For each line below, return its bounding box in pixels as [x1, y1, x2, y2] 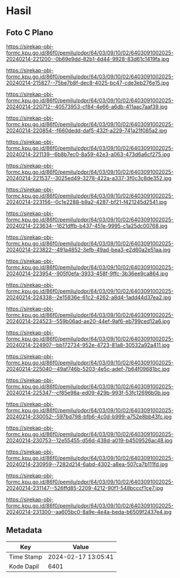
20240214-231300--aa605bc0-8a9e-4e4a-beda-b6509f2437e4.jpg [6, 509, 172, 515]
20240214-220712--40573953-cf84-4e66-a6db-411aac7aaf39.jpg [6, 103, 168, 110]
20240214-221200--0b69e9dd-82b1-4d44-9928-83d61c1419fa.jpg [6, 56, 169, 62]
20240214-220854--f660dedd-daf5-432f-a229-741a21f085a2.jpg [6, 127, 167, 134]
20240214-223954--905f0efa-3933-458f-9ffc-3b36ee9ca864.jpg [6, 270, 168, 277]
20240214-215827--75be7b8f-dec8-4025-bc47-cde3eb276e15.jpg [6, 79, 169, 86]
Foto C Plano [6, 28, 53, 38]
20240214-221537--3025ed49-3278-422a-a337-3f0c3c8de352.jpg [6, 175, 172, 181]
